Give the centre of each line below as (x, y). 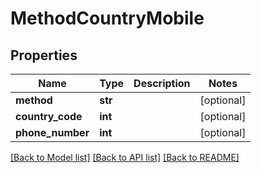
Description (162, 83)
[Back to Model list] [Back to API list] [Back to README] (125, 157)
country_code (49, 116)
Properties (44, 55)
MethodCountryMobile (107, 18)
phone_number (52, 132)
